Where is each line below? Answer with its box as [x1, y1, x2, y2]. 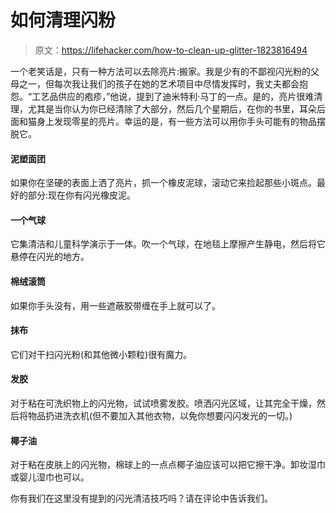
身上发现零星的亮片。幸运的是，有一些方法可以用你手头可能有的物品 [36, 115, 317, 127]
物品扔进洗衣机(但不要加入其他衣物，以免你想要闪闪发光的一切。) [27, 409, 293, 421]
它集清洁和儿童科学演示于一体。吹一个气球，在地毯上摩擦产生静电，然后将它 [10, 238, 326, 250]
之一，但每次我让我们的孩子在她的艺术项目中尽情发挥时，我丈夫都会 [18, 77, 300, 90]
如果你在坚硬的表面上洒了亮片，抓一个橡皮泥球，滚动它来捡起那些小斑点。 [10, 177, 317, 189]
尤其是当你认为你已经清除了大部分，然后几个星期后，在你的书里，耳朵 [27, 102, 317, 115]
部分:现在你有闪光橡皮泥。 [27, 189, 137, 201]
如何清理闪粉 [10, 9, 117, 32]
